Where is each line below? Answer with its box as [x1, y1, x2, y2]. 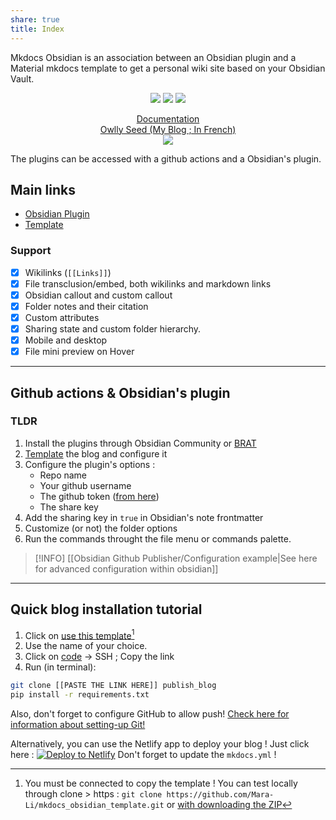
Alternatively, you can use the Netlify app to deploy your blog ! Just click [10, 738, 310, 750]
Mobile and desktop [24, 334, 108, 346]
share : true [10, 14, 60, 25]
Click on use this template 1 [24, 627, 135, 641]
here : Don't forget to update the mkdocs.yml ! [10, 749, 277, 761]
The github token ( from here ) [39, 490, 160, 502]
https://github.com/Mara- [166, 790, 275, 800]
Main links [10, 181, 76, 198]
